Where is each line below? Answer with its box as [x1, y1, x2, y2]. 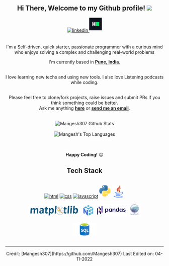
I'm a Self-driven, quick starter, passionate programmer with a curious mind [6, 44, 163, 50]
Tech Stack [66, 166, 103, 175]
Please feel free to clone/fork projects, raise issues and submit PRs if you [9, 94, 160, 100]
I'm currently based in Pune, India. [48, 59, 121, 65]
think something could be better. [51, 100, 118, 106]
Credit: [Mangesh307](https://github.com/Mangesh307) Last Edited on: [6, 251, 154, 257]
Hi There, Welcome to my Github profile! [17, 4, 146, 13]
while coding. [70, 79, 99, 85]
